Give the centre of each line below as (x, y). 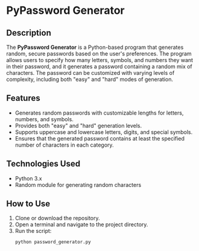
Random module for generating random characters (78, 185)
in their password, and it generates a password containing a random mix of (99, 66)
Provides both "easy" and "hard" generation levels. (78, 125)
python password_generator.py (53, 242)
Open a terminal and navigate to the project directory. (81, 224)
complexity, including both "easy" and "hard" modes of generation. (90, 79)
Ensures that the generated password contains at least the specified (100, 138)
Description (29, 33)
